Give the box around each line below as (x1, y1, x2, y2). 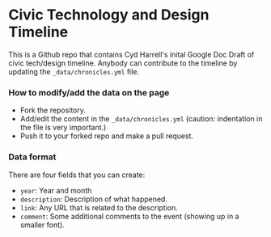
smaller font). (19, 220, 65, 230)
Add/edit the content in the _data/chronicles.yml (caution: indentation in (19, 114, 263, 124)
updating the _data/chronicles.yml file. (8, 66, 140, 76)
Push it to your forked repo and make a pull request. (19, 131, 194, 141)
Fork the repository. (19, 105, 87, 115)
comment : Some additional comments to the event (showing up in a (19, 211, 239, 221)
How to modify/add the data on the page (8, 87, 170, 98)
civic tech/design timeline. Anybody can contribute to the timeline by (8, 58, 238, 68)
